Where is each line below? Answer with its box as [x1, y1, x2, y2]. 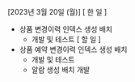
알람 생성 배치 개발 [31, 65, 91, 75]
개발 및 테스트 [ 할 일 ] [31, 35, 102, 44]
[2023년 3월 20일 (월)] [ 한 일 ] [7, 7, 108, 16]
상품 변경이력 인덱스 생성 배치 [19, 24, 112, 34]
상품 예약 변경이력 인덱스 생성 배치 [19, 45, 128, 54]
